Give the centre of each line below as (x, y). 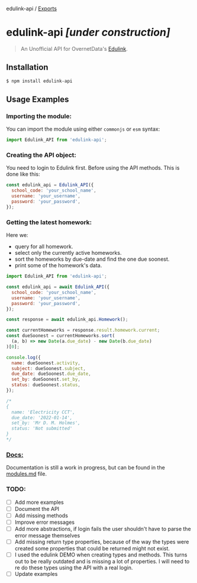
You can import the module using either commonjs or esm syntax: (83, 129)
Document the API (37, 508)
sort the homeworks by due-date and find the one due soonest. (92, 259)
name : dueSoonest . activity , (46, 363)
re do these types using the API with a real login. (74, 568)
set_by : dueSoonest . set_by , (46, 380)
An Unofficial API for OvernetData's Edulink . (74, 48)
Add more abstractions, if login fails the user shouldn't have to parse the (103, 529)
